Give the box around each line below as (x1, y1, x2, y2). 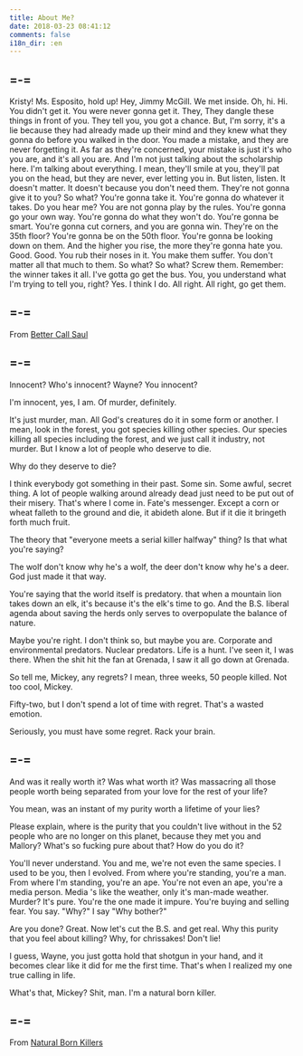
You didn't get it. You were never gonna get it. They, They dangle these (9, 106, 274, 117)
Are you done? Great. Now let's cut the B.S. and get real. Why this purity (9, 923, 279, 934)
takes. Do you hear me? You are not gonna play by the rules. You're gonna (9, 202, 287, 213)
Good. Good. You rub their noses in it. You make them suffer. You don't (9, 250, 273, 261)
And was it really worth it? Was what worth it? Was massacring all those (9, 775, 277, 787)
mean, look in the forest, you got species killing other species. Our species (9, 423, 288, 434)
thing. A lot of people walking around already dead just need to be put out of (9, 488, 295, 499)
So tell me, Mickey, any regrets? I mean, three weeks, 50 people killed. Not (9, 671, 288, 682)
